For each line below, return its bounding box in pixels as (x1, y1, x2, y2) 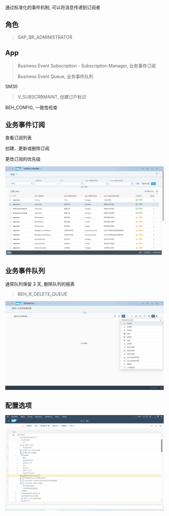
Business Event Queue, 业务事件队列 (17, 73, 94, 79)
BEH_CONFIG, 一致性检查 (5, 105, 58, 111)
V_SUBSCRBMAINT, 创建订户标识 (17, 93, 87, 99)
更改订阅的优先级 (5, 156, 41, 162)
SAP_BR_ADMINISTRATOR (17, 34, 73, 40)
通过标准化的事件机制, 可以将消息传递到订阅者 (5, 5, 101, 10)
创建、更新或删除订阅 (5, 145, 49, 152)
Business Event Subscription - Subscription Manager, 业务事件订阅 (17, 62, 156, 69)
